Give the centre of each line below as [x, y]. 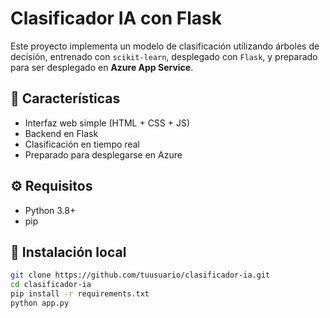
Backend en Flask [61, 133]
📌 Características [65, 98]
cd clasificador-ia [51, 285]
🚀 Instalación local [68, 252]
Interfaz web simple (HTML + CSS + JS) [107, 123]
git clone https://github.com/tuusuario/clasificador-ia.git [140, 275]
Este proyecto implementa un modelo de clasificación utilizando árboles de [165, 46]
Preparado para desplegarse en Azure [103, 154]
